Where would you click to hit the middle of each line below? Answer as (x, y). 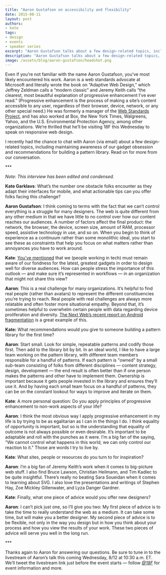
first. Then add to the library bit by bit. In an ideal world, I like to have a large (83, 350)
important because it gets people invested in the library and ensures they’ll (81, 381)
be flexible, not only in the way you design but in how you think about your (81, 523)
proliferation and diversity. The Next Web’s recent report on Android (74, 315)
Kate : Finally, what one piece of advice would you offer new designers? (78, 497)
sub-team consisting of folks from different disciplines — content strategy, (81, 365)
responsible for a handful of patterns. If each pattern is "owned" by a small (81, 360)
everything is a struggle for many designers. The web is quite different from (82, 212)
